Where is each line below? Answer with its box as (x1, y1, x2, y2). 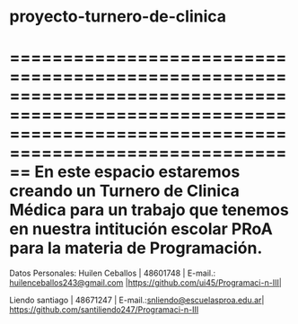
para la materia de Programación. (9, 238, 263, 258)
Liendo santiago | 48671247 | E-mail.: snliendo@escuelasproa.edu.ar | (9, 294, 265, 306)
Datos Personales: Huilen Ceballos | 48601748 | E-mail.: (9, 267, 216, 279)
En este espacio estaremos (34, 162, 241, 182)
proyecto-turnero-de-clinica (9, 6, 227, 27)
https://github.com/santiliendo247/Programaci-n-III (9, 304, 199, 315)
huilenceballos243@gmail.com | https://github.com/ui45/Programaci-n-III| (9, 277, 283, 288)
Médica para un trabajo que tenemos (9, 200, 289, 221)
